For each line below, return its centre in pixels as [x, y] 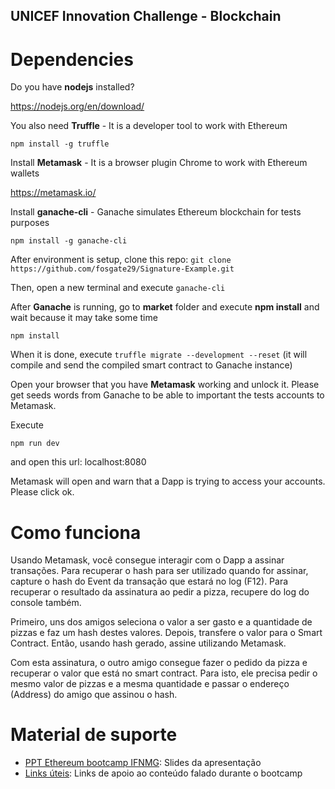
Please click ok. [42, 492]
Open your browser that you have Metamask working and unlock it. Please [165, 385]
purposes [30, 223]
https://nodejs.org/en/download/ [77, 106]
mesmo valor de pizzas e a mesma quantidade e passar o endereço [150, 684]
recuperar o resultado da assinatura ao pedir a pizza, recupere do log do [160, 592]
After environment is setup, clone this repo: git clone [121, 260]
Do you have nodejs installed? [72, 87]
